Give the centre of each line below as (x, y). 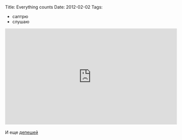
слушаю (21, 22)
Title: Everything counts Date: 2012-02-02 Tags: (54, 7)
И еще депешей (22, 132)
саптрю (20, 16)
